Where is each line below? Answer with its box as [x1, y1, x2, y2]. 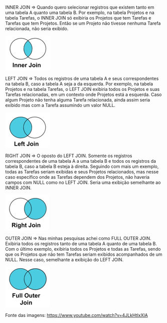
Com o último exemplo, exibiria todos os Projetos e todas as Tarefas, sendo [5, 246, 161, 252]
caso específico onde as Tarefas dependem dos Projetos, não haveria [5, 174, 149, 180]
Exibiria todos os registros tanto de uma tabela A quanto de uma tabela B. [5, 241, 157, 247]
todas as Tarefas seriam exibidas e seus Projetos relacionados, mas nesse [5, 169, 159, 175]
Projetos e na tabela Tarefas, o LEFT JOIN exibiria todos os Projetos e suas [5, 86, 160, 92]
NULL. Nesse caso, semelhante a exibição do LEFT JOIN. [5, 257, 124, 263]
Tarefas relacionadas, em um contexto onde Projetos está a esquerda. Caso [5, 91, 162, 97]
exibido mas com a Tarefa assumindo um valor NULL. [5, 102, 116, 108]
